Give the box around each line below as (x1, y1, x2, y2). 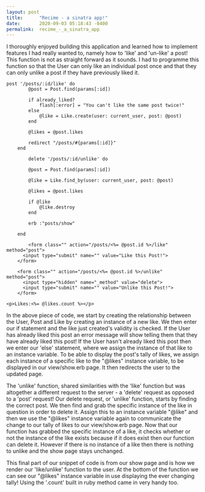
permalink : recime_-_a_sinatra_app (6, 26, 100, 33)
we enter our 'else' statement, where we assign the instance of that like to (6, 344, 193, 352)
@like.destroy (39, 204, 75, 210)
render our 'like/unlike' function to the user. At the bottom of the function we (6, 466, 199, 473)
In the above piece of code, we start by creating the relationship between (6, 312, 192, 319)
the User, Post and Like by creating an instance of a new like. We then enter (6, 318, 197, 326)
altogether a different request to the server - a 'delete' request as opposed (6, 389, 195, 396)
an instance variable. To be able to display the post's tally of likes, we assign (6, 351, 199, 358)
